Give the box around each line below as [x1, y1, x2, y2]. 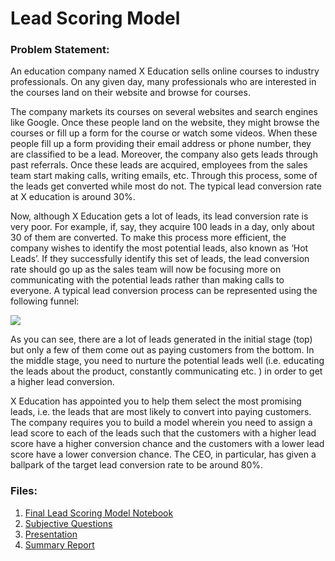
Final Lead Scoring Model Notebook [24, 507, 174, 519]
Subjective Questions [24, 517, 113, 529]
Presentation [24, 528, 78, 540]
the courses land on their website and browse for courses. [10, 87, 251, 99]
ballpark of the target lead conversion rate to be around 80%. [10, 459, 263, 471]
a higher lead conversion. [10, 376, 115, 388]
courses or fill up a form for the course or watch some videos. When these [10, 127, 318, 139]
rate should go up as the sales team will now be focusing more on [10, 263, 282, 276]
